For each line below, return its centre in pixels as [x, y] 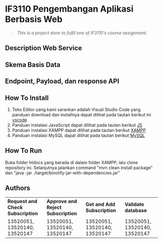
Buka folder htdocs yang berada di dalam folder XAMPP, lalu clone [72, 162]
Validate [134, 204]
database [136, 210]
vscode [20, 120]
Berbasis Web [34, 19]
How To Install [27, 98]
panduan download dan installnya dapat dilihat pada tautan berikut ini [81, 114]
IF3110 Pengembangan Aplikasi [69, 9]
